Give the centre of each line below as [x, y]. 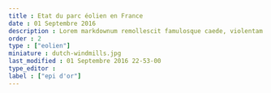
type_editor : [32, 69]
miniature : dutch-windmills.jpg [65, 53]
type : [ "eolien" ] [39, 46]
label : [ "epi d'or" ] [45, 76]
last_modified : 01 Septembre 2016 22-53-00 [85, 61]
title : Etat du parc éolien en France [76, 16]
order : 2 [25, 38]
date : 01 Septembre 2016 [52, 23]
